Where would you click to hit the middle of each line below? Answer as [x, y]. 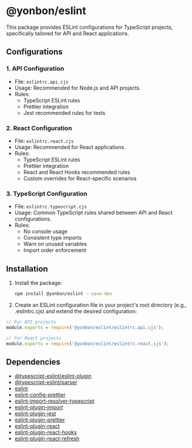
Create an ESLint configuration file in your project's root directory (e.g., [100, 305]
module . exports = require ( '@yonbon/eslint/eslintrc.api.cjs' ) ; [85, 327]
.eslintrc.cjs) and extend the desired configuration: [75, 311]
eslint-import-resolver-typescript [55, 401]
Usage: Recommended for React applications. [70, 147]
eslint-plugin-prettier [40, 420]
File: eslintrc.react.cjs [44, 141]
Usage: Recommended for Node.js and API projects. [78, 88]
